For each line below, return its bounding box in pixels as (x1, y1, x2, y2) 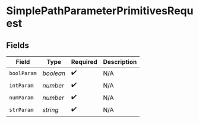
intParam (9, 82, 34, 89)
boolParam (9, 70, 37, 76)
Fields (6, 40, 30, 50)
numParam (9, 94, 34, 101)
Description (103, 58, 137, 66)
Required (71, 58, 98, 66)
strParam (9, 106, 34, 113)
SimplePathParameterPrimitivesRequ (6, 4, 194, 18)
